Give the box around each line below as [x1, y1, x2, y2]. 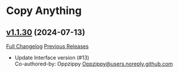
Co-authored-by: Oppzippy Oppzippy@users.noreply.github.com [14, 60, 173, 67]
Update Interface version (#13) [14, 54, 90, 61]
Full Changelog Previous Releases [6, 43, 89, 50]
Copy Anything [6, 4, 82, 18]
